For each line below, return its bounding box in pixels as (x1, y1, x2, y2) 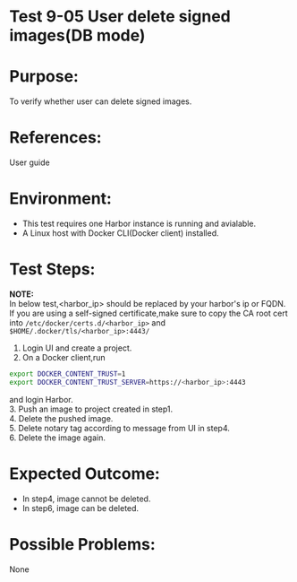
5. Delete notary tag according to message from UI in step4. (9, 422, 231, 433)
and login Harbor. (9, 394, 73, 404)
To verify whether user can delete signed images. (9, 96, 192, 107)
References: (9, 127, 102, 148)
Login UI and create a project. (21, 343, 132, 353)
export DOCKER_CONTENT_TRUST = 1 (9, 369, 126, 378)
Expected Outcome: (9, 464, 161, 483)
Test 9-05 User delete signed (9, 6, 231, 27)
